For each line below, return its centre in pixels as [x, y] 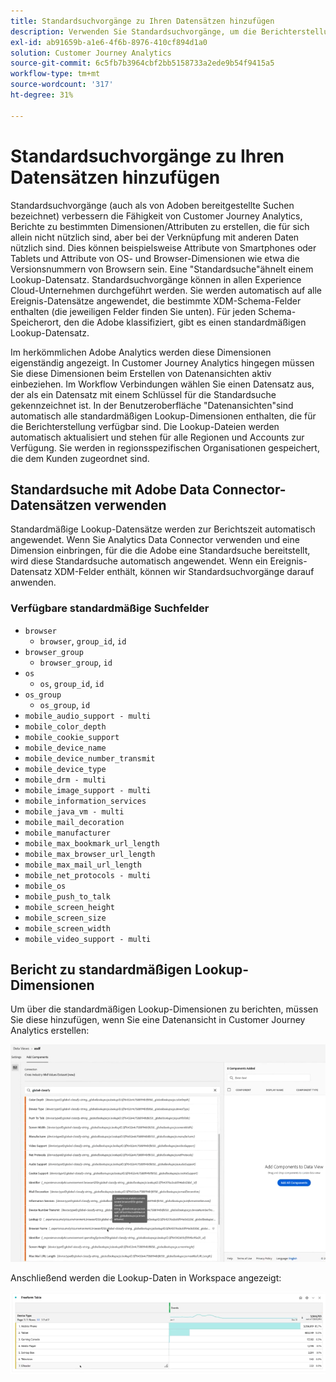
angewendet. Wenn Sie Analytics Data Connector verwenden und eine [155, 540]
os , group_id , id [72, 683]
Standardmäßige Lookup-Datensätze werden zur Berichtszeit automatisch [163, 529]
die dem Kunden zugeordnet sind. [80, 458]
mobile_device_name [65, 748]
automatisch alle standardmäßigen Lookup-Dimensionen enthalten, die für [163, 416]
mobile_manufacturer [67, 833]
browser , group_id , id [83, 641]
